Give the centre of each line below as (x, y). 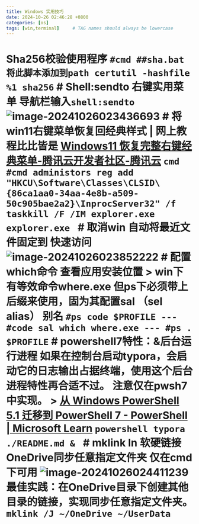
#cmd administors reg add (70, 173)
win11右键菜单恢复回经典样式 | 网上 (91, 131)
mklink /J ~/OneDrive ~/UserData (89, 514)
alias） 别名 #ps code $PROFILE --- (92, 316)
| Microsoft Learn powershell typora (96, 428)
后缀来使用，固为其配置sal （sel (84, 302)
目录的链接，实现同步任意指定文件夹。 (100, 502)
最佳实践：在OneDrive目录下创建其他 (97, 488)
